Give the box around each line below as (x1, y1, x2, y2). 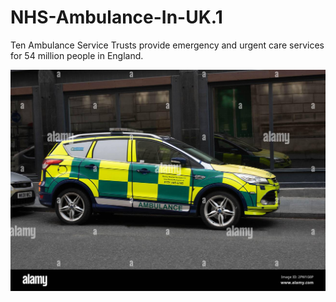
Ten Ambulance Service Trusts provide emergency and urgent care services (10, 39, 325, 51)
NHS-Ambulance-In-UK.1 (10, 6, 223, 29)
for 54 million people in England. (10, 49, 144, 61)
